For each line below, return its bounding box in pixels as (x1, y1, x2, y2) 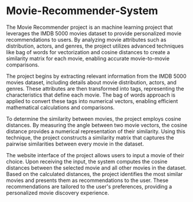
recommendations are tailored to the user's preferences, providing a (6, 183, 172, 190)
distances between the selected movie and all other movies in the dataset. (6, 164, 187, 171)
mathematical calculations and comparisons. (6, 104, 115, 111)
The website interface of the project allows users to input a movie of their (6, 151, 185, 158)
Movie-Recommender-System (6, 4, 158, 18)
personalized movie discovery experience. (6, 189, 109, 196)
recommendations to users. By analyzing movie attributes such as (6, 36, 166, 43)
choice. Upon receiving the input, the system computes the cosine (6, 158, 168, 165)
